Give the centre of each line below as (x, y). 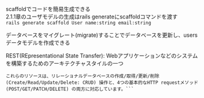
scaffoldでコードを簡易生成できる (48, 9)
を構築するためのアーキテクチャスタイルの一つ (65, 63)
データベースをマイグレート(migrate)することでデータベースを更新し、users (102, 35)
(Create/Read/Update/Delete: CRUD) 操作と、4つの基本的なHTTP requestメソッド (102, 83)
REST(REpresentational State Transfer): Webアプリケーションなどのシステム (102, 56)
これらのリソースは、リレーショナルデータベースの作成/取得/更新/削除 (83, 76)
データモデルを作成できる (38, 43)
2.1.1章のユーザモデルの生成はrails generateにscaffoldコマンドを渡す (92, 17)
